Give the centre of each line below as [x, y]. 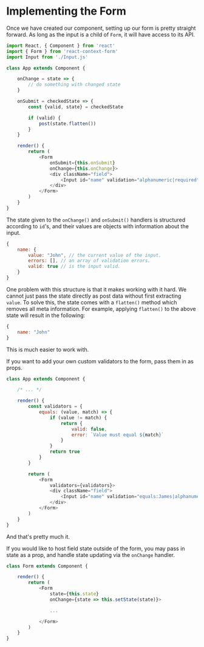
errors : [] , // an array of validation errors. [89, 261]
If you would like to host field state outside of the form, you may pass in [96, 548]
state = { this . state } [74, 594]
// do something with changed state [74, 85]
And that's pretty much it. [38, 536]
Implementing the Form [66, 11]
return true [65, 452]
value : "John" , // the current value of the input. [95, 255]
